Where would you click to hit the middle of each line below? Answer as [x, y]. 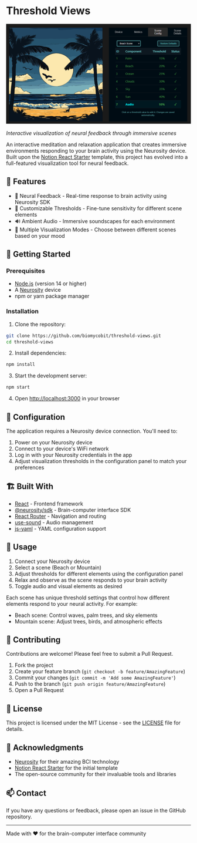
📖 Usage [21, 547]
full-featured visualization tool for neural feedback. [67, 163]
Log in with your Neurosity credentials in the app [73, 455]
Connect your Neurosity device [52, 561]
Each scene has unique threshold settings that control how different [88, 598]
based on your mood [40, 235]
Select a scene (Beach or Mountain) [58, 567]
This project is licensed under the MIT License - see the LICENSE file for [93, 723]
